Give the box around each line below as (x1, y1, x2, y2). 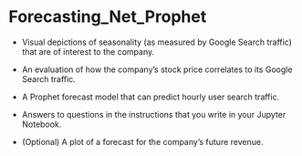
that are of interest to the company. (21, 46, 155, 57)
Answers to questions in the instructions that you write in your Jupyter (21, 109, 286, 120)
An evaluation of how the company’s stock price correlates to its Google (21, 64, 293, 75)
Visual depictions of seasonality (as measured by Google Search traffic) (21, 36, 293, 47)
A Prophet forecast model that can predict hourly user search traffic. (21, 91, 280, 102)
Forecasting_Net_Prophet (8, 6, 207, 27)
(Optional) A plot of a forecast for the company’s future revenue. (21, 136, 264, 147)
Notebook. (21, 119, 62, 130)
